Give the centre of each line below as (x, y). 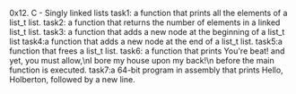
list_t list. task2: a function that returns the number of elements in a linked (145, 22)
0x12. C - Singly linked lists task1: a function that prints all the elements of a (148, 13)
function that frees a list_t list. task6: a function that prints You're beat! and (147, 51)
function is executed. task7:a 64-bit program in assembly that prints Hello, (147, 70)
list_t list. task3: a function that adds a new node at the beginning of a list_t (147, 32)
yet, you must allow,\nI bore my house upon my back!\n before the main (142, 60)
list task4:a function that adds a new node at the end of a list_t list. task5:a (146, 41)
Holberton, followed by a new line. (73, 79)
